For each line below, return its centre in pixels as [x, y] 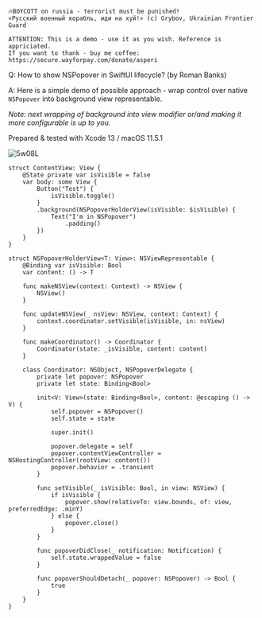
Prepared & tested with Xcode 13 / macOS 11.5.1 [86, 138]
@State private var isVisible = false [87, 175]
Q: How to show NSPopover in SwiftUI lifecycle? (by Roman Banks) [118, 75]
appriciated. [30, 46]
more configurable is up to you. [60, 122]
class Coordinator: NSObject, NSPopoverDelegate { [108, 370]
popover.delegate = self [92, 446]
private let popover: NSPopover [91, 377]
